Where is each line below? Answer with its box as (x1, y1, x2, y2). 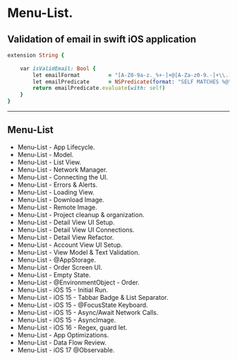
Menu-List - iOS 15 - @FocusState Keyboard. (17, 301, 148, 309)
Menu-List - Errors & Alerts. (17, 180, 98, 189)
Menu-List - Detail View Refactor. (17, 233, 114, 241)
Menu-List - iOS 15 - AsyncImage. (17, 315, 116, 324)
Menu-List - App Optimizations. (17, 330, 109, 339)
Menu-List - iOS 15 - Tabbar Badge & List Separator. (17, 293, 169, 301)
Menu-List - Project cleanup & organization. (17, 210, 145, 219)
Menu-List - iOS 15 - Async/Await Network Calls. (17, 308, 159, 316)
